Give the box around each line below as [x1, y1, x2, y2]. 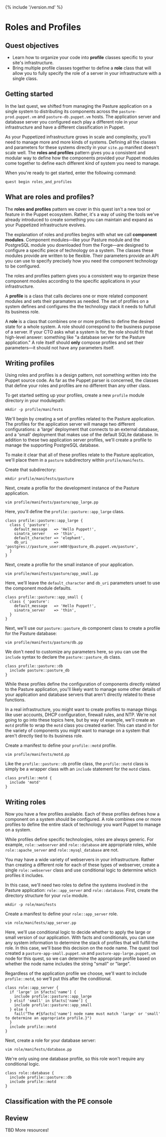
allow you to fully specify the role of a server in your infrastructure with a [12, 70, 161, 76]
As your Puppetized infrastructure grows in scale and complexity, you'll [5, 134, 151, 139]
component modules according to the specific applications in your [5, 278, 140, 284]
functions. [5, 697, 26, 703]
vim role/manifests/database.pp [5, 1047, 72, 1052]
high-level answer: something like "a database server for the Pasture [5, 334, 145, 340]
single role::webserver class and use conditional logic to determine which [5, 867, 157, 873]
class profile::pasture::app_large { [5, 518, 83, 523]
